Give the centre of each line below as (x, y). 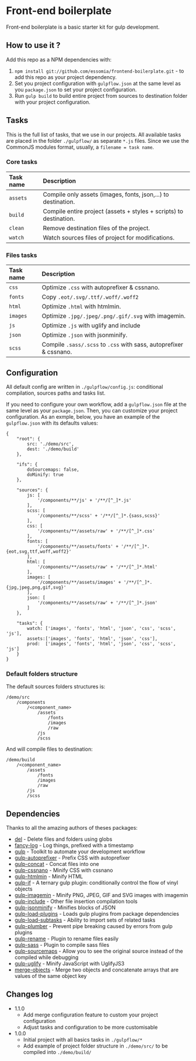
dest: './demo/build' (53, 449)
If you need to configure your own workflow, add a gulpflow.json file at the (96, 404)
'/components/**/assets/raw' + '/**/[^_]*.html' (97, 567)
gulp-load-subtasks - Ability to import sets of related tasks (85, 920)
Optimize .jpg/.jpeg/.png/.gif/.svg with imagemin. (113, 316)
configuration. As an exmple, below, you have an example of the (83, 416)
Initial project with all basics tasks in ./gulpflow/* (83, 1039)
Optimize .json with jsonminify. (85, 335)
